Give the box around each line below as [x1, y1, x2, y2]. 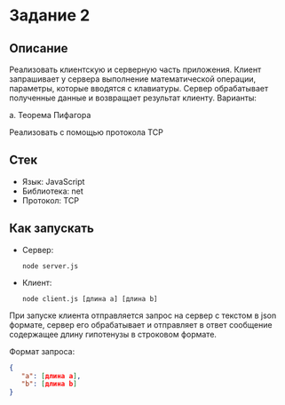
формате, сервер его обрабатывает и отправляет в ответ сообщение [9, 319, 273, 330]
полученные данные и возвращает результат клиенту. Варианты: [9, 92, 257, 103]
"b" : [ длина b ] [20, 379, 77, 389]
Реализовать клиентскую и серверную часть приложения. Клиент [9, 64, 262, 75]
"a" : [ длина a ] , [20, 371, 82, 380]
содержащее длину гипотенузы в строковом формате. [9, 329, 218, 339]
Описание [9, 41, 68, 56]
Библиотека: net [21, 186, 84, 196]
